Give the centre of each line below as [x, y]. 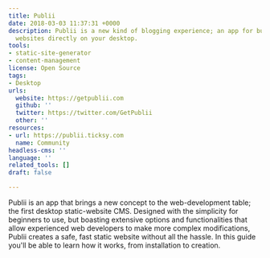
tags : [17, 76]
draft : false [30, 173]
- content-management [45, 61]
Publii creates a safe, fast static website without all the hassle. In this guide [132, 237]
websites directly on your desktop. [77, 38]
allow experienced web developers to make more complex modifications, [129, 228]
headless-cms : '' [37, 150]
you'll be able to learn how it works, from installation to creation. [115, 245]
